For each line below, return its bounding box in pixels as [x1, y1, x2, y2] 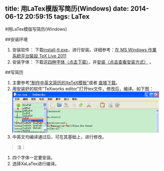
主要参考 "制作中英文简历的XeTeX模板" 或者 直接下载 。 [12, 79, 121, 85]
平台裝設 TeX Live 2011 [20, 53, 67, 58]
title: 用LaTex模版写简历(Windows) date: [5, 4, 129, 13]
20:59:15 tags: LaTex [24, 13, 90, 21]
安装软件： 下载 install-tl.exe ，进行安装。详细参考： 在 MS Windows [12, 47, 147, 53]
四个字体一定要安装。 [12, 154, 55, 160]
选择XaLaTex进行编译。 [12, 160, 60, 167]
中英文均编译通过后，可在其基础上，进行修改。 [12, 133, 106, 140]
